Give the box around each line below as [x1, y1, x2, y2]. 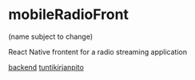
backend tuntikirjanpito [8, 62, 84, 72]
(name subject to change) [8, 32, 94, 41]
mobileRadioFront [8, 6, 129, 24]
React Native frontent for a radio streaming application [8, 47, 188, 56]
